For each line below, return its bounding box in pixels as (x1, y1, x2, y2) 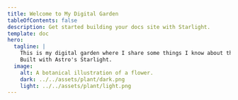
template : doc (7, 30, 50, 37)
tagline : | (13, 43, 46, 50)
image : (13, 63, 33, 70)
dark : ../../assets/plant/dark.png (20, 75, 125, 83)
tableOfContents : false (7, 17, 78, 24)
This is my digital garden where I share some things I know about (20, 50, 223, 57)
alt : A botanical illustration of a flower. (20, 69, 154, 76)
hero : (7, 37, 23, 44)
